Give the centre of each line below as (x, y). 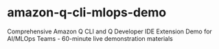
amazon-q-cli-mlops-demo (87, 13)
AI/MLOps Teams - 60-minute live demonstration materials (90, 38)
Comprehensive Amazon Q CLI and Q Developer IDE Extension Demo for (110, 31)
